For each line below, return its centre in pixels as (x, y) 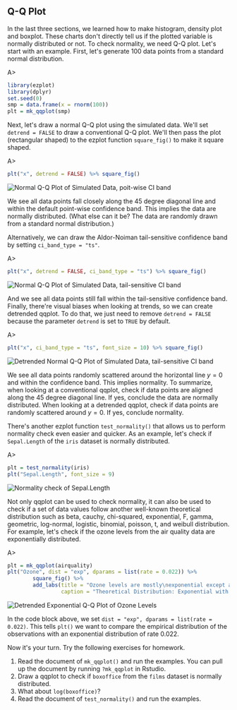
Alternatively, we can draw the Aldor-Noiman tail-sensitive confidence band (117, 237)
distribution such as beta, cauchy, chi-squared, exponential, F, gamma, (110, 516)
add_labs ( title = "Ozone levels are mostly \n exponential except (129, 585)
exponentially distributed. (44, 538)
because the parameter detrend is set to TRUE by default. (89, 321)
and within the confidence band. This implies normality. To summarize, (110, 382)
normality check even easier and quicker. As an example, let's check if (110, 433)
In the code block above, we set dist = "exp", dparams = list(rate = (110, 619)
